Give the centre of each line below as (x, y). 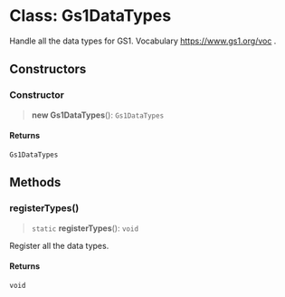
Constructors (48, 69)
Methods (35, 182)
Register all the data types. (59, 245)
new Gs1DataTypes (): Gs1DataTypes (98, 115)
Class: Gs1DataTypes (90, 16)
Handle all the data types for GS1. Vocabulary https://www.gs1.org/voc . (143, 41)
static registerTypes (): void (85, 228)
